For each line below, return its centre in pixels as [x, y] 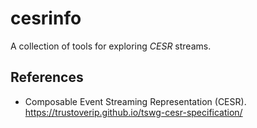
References [47, 77]
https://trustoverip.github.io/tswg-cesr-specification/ [133, 112]
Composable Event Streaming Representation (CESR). [135, 101]
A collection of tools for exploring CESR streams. [111, 46]
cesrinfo [46, 18]
